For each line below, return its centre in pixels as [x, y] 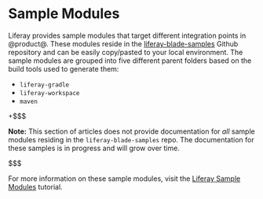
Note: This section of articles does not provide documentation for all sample [131, 131]
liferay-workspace [49, 93]
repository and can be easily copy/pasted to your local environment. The [126, 52]
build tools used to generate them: [64, 68]
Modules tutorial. [35, 186]
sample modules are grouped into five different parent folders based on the [130, 61]
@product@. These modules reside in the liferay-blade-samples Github [123, 43]
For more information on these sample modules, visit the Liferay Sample [124, 179]
